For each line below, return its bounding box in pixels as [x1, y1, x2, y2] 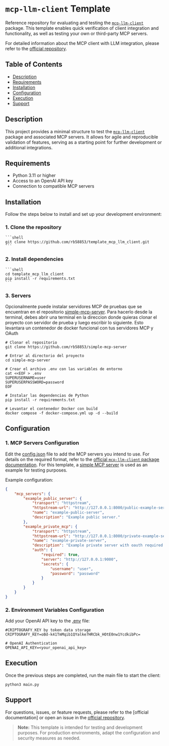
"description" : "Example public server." [32, 515, 121, 520]
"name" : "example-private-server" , [32, 538, 107, 543]
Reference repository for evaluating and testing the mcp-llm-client [5, 20, 144, 26]
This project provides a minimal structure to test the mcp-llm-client [5, 128, 145, 134]
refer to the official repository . [5, 45, 67, 51]
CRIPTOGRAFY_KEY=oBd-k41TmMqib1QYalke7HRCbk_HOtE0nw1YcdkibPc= [5, 632, 141, 637]
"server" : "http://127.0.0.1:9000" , [41, 557, 118, 562]
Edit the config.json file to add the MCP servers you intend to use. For [5, 451, 150, 457]
